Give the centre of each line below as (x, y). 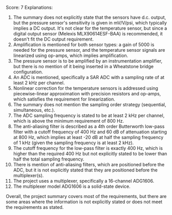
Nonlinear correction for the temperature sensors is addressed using (85, 88)
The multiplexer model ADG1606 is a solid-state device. (72, 186)
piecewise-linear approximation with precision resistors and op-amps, (87, 94)
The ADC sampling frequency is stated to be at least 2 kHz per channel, (89, 115)
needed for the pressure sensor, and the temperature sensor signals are (89, 50)
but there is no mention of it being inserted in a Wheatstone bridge (83, 66)
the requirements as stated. (35, 207)
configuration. (28, 72)
